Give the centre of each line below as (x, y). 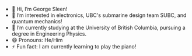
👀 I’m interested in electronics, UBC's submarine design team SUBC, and (99, 15)
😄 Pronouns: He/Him (37, 40)
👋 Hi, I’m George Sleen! (39, 9)
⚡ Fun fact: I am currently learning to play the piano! (74, 46)
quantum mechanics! (37, 21)
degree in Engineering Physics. (49, 34)
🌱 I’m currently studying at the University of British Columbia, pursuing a (98, 27)
